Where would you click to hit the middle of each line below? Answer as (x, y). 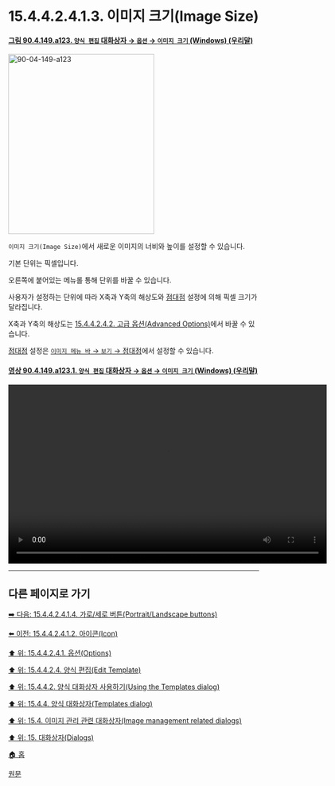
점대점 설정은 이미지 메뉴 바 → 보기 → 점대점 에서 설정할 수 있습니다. (111, 351)
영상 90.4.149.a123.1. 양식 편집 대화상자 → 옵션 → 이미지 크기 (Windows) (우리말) (133, 370)
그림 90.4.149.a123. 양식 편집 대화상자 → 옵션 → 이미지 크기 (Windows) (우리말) (130, 40)
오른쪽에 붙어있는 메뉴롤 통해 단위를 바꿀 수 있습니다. (90, 280)
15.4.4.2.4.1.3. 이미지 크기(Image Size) (134, 16)
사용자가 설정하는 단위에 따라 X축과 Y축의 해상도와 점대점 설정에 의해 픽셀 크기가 (133, 297)
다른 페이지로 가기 (49, 593)
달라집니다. (25, 307)
